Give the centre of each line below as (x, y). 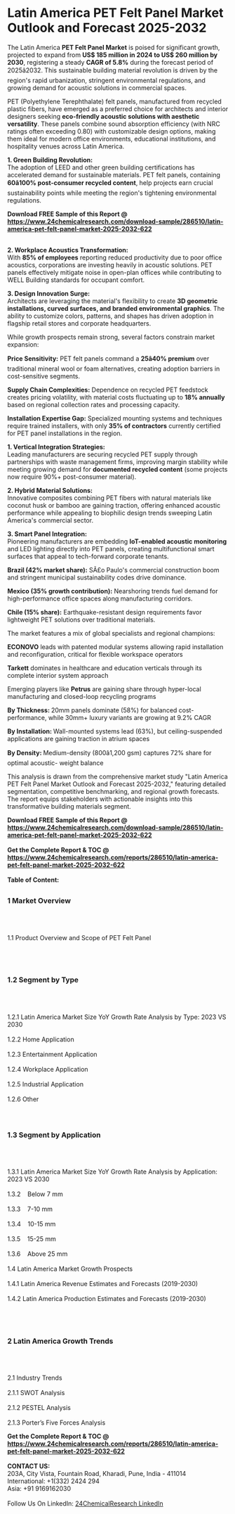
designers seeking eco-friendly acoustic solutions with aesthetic (103, 116)
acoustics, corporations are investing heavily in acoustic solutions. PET (110, 264)
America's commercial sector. (50, 520)
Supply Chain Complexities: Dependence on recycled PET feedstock (108, 390)
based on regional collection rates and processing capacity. (94, 404)
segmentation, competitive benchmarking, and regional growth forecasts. (113, 791)
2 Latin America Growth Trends (60, 1341)
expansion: (23, 344)
